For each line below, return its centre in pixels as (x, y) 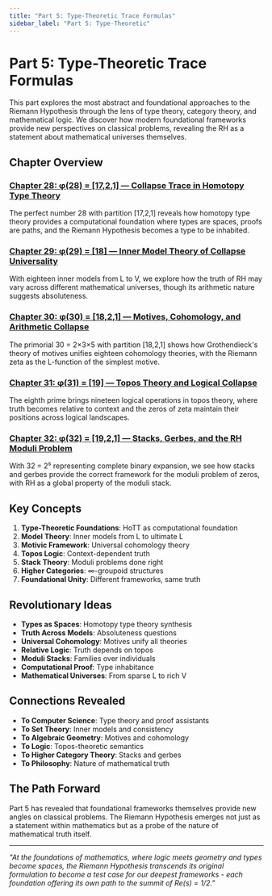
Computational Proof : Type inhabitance (87, 667)
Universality (34, 262)
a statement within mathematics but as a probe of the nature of (114, 825)
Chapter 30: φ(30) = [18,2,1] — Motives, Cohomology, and (125, 317)
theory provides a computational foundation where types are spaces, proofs (136, 222)
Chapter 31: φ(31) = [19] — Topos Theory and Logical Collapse (133, 383)
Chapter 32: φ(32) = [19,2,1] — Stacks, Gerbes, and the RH (126, 438)
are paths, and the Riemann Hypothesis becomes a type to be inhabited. (129, 230)
